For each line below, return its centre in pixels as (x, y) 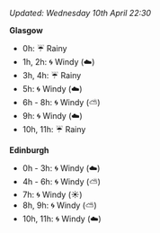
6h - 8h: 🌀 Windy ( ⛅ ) (61, 102)
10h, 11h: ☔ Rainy (54, 129)
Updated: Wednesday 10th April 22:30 (80, 13)
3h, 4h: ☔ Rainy (52, 75)
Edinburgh (29, 150)
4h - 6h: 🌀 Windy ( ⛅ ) (62, 182)
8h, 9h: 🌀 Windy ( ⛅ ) (59, 205)
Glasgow (26, 30)
